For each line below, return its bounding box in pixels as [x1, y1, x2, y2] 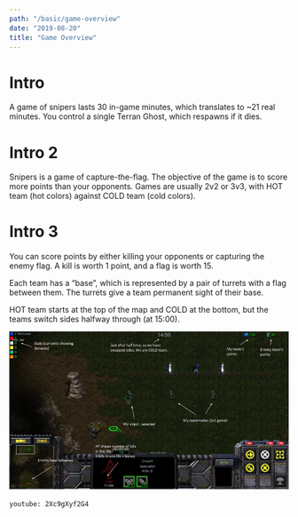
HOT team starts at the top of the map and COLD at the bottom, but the [9, 305, 269, 315]
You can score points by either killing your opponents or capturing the [9, 251, 265, 262]
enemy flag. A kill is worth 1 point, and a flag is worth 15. [9, 260, 214, 271]
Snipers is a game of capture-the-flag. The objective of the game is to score [9, 171, 288, 182]
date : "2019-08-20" [9, 23, 82, 33]
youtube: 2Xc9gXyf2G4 [9, 499, 90, 508]
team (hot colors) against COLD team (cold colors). [9, 191, 196, 202]
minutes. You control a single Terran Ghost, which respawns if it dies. [9, 111, 263, 122]
